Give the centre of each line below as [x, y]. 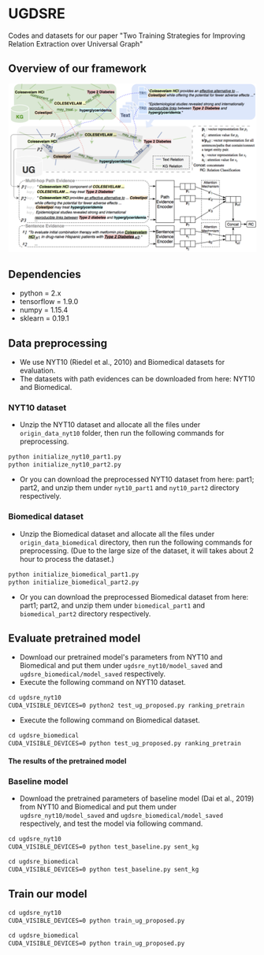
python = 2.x [40, 293]
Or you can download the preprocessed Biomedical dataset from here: [134, 596]
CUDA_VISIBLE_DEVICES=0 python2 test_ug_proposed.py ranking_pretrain [126, 706]
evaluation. [37, 370]
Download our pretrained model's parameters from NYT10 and [121, 657]
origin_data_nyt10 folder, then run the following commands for [122, 433]
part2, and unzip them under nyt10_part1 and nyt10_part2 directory [129, 488]
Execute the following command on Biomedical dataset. [110, 720]
